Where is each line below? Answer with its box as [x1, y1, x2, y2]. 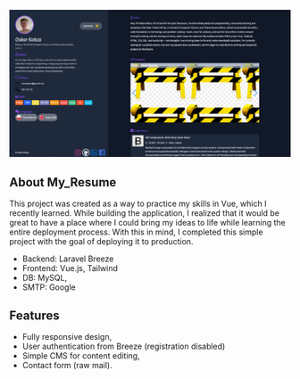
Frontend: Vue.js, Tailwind [21, 263, 119, 274]
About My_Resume [9, 175, 117, 190]
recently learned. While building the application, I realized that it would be [9, 208, 279, 218]
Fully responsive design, [21, 331, 112, 342]
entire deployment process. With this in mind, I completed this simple [9, 227, 263, 237]
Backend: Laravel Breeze [21, 253, 114, 264]
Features [9, 308, 60, 323]
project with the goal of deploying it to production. [9, 236, 194, 247]
